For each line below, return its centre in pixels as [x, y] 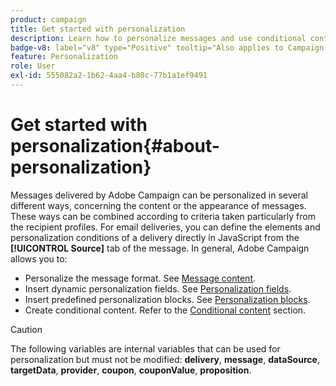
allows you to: [39, 258]
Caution [26, 329]
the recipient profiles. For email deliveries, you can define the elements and [165, 227]
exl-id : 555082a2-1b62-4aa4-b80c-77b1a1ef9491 [109, 76]
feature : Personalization [64, 57]
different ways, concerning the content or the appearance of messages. [158, 205]
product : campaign [48, 19]
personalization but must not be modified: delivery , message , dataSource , [165, 359]
